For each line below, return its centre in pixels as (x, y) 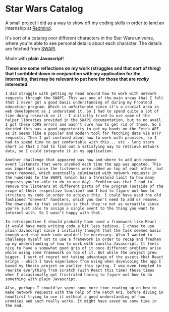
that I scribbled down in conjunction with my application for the (73, 73)
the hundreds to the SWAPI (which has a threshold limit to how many (80, 177)
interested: (17, 84)
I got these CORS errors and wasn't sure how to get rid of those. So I (83, 124)
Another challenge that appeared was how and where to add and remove (81, 160)
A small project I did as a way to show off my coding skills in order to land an (85, 23)
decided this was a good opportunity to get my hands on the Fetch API (82, 129)
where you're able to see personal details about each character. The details (84, 43)
